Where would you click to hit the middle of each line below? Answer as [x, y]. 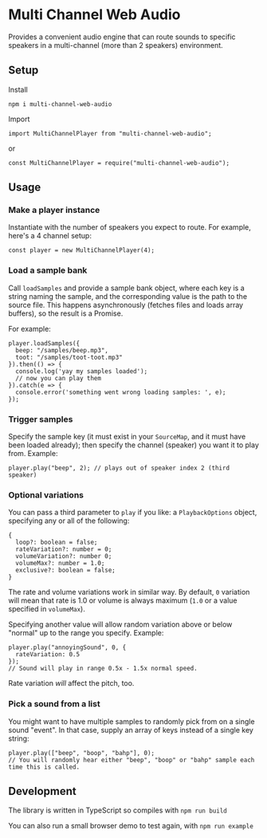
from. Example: [33, 454]
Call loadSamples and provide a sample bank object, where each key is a [126, 288]
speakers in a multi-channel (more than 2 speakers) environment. [116, 45]
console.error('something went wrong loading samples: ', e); [121, 392]
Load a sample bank [48, 270]
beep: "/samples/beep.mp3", [62, 350]
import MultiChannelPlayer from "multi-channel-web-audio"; [110, 133]
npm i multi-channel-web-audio [60, 104]
